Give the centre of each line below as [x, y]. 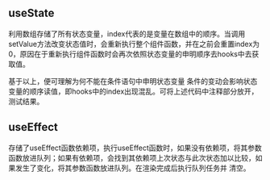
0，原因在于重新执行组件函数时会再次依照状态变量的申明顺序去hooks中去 [130, 54]
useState [31, 13]
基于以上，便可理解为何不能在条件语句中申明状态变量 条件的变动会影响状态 [133, 81]
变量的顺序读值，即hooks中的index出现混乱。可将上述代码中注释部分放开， [133, 91]
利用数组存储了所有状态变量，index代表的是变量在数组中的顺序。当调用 [127, 33]
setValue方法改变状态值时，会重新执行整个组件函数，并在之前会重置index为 [134, 44]
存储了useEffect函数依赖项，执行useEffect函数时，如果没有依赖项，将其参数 [135, 148]
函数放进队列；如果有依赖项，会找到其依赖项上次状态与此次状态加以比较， [132, 157]
